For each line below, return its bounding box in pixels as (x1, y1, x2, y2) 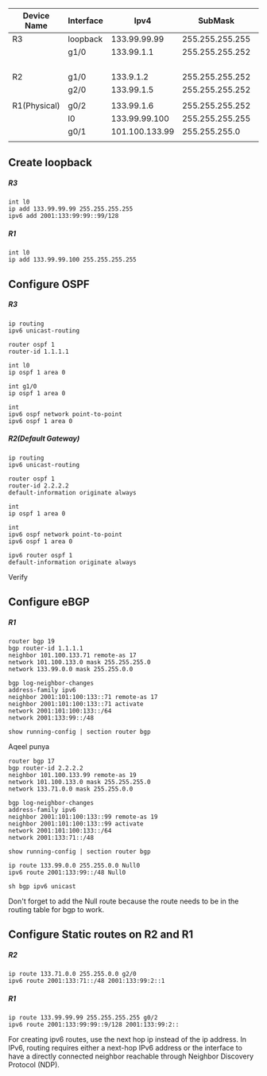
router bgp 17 (8, 757, 56, 766)
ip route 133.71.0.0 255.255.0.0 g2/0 (8, 970, 137, 978)
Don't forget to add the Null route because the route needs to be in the (8, 896, 239, 906)
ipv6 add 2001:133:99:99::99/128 (8, 212, 119, 220)
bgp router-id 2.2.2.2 (8, 764, 83, 772)
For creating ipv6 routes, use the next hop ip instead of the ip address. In (8, 1035, 247, 1044)
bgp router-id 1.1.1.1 (8, 644, 83, 653)
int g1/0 (8, 382, 37, 390)
